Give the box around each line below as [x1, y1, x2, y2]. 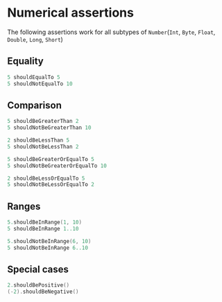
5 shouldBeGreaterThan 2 [7, 118, 79, 125]
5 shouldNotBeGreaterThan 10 [7, 124, 92, 131]
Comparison [7, 99, 62, 111]
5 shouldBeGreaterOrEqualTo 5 [7, 156, 95, 162]
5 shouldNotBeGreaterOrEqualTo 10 [7, 162, 108, 169]
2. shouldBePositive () [7, 282, 70, 289]
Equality [7, 56, 44, 67]
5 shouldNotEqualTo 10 [7, 80, 73, 87]
